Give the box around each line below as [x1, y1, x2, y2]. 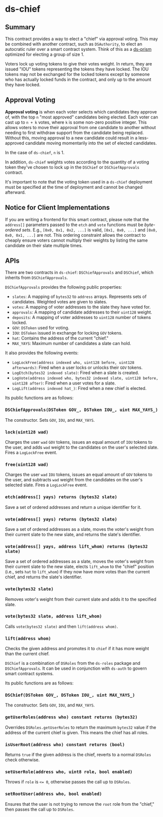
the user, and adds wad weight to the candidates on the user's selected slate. [5, 444, 159, 451]
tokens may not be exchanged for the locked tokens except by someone [5, 71, 150, 77]
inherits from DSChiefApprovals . [5, 275, 68, 281]
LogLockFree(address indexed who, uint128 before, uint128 [12, 361, 135, 365]
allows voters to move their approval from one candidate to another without [5, 124, 156, 130]
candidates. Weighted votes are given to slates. [12, 299, 108, 305]
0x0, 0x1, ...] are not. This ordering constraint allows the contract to [5, 232, 146, 238]
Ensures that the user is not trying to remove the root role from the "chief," [5, 801, 155, 807]
